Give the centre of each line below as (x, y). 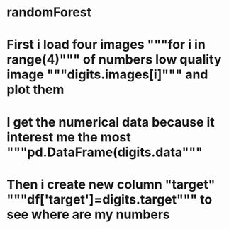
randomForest (49, 12)
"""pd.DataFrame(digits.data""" (105, 152)
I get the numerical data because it (111, 122)
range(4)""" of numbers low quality (114, 60)
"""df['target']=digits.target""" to (110, 199)
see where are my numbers (89, 215)
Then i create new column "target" (111, 184)
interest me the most (69, 137)
